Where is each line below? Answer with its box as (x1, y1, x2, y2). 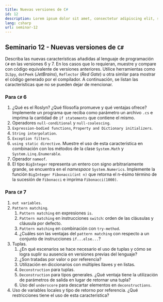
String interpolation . (12, 130, 57, 136)
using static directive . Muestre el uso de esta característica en (12, 141, 143, 147)
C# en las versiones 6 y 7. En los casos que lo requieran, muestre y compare (5, 61, 157, 67)
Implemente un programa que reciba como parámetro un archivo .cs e (12, 110, 153, 116)
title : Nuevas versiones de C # (5, 7, 68, 12)
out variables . (12, 199, 42, 206)
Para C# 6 (5, 93, 27, 100)
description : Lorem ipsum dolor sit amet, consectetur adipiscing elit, (5, 16, 155, 21)
